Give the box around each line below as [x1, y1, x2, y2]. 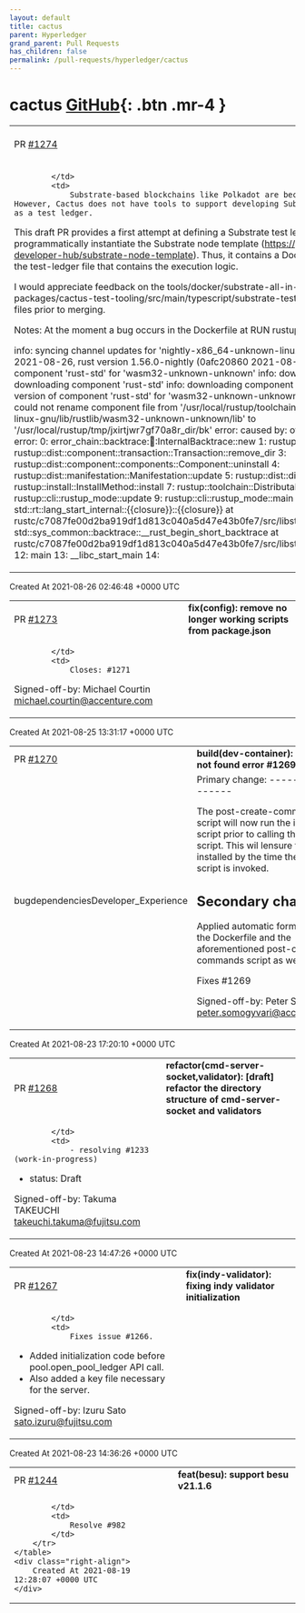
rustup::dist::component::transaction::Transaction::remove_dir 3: [14, 446, 287, 459]
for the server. [29, 1384, 91, 1397]
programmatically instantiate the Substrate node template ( [14, 237, 265, 250]
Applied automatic [196, 920, 275, 933]
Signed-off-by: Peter [196, 995, 289, 1007]
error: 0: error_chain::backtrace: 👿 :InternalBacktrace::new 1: [14, 435, 267, 447]
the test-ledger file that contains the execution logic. [14, 260, 239, 273]
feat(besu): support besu [177, 1468, 289, 1481]
